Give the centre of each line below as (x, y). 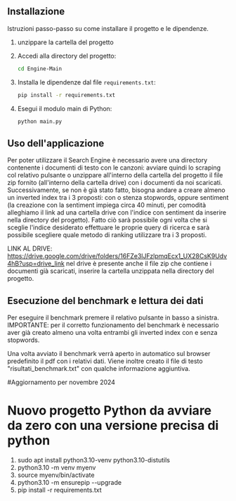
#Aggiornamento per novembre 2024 (61, 382)
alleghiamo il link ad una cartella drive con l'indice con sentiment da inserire (117, 213)
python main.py (40, 121)
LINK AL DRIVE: (30, 248)
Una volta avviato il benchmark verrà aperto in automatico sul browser (109, 354)
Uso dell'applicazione (56, 143)
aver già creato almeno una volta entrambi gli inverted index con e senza (112, 333)
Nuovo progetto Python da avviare (110, 411)
